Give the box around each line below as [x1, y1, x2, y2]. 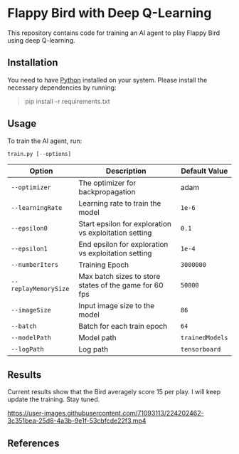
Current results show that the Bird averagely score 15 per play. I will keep [7, 388, 221, 396]
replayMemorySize [11, 285, 70, 293]
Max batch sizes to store [78, 272, 161, 282]
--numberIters [11, 261, 59, 269]
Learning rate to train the [78, 199, 161, 208]
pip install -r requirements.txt [24, 97, 110, 105]
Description [105, 166, 147, 176]
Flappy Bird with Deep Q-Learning [7, 5, 212, 21]
